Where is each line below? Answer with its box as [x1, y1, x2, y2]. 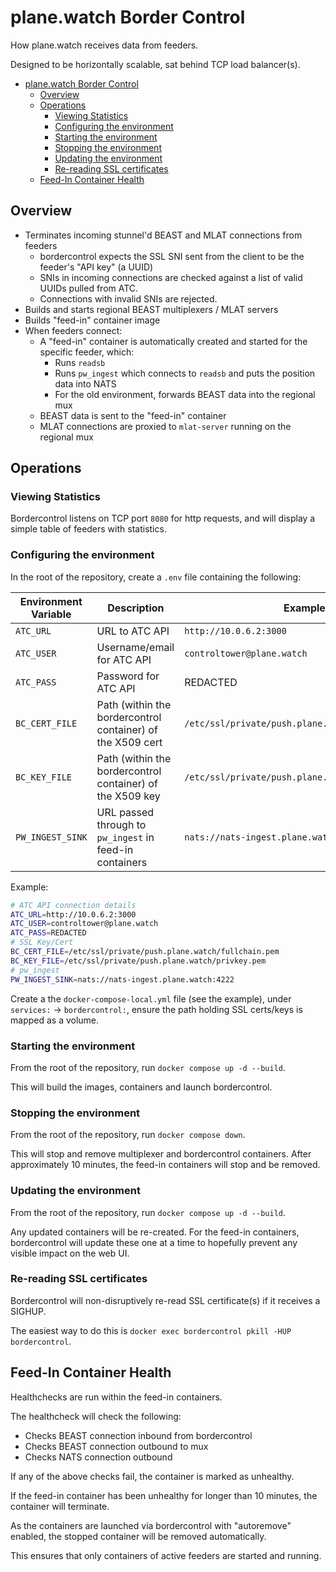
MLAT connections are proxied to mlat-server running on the [39, 420, 292, 432]
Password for [96, 669, 160, 683]
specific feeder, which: [39, 346, 135, 358]
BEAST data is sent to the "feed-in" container [39, 409, 227, 421]
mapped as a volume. [10, 1014, 100, 1026]
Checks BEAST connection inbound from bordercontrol [24, 1429, 253, 1441]
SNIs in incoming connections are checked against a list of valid [39, 271, 303, 283]
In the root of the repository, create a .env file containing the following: [10, 571, 302, 583]
